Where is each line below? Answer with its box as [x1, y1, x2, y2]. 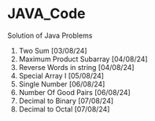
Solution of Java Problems [7, 31, 93, 40]
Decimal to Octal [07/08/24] [18, 104, 110, 114]
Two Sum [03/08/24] [18, 46, 87, 55]
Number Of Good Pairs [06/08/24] [18, 87, 131, 97]
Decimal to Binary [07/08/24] [18, 96, 114, 105]
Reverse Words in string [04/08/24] [18, 62, 135, 71]
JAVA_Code [7, 5, 86, 23]
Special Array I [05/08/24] [18, 71, 104, 80]
